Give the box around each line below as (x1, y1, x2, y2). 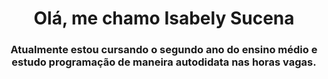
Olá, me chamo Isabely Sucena (33, 7, 295, 30)
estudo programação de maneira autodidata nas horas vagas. (11, 55, 317, 69)
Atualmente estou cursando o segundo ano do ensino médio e (10, 43, 318, 57)
